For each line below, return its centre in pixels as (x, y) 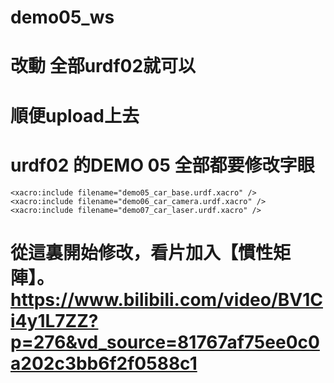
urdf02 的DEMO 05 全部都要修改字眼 (162, 165)
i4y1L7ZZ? (54, 320)
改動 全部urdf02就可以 (103, 66)
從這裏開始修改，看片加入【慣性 (142, 252)
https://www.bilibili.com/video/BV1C (166, 299)
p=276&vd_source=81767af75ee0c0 (165, 342)
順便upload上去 (75, 115)
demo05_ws (62, 17)
